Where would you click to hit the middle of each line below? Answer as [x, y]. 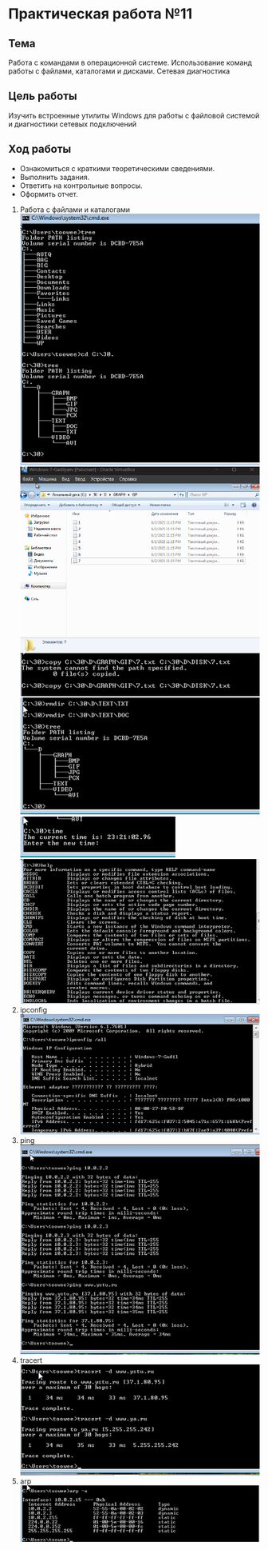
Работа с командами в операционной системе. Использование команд [130, 62]
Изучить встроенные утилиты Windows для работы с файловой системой [134, 115]
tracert [31, 1360]
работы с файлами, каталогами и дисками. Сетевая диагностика [119, 71]
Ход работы [40, 149]
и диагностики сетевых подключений [73, 124]
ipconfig [33, 1009]
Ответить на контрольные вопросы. [81, 186]
